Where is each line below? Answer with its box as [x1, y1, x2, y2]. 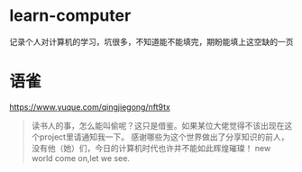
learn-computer [9, 5, 132, 26]
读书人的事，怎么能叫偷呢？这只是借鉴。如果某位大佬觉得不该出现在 [31, 120, 285, 131]
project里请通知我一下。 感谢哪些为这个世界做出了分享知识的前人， [39, 131, 289, 142]
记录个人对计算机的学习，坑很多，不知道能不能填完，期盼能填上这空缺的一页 [9, 36, 294, 47]
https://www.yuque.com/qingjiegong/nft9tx [9, 101, 171, 113]
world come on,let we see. [31, 152, 131, 163]
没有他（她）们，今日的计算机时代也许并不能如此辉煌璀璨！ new [31, 142, 271, 153]
